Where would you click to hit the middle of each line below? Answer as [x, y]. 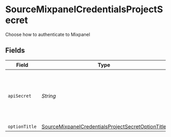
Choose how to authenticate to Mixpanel [48, 34]
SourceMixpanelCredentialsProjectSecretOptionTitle [104, 126]
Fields [15, 50]
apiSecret [20, 96]
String [49, 96]
